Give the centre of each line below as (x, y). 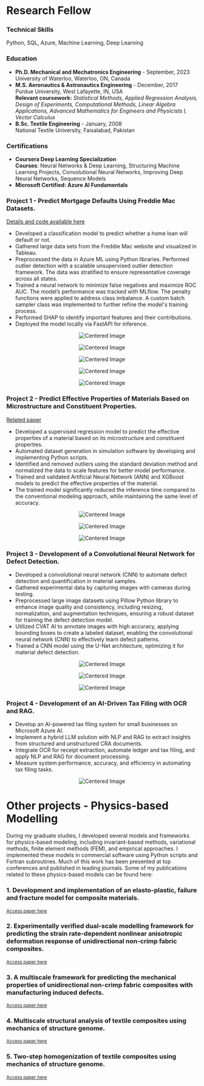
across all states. (36, 279)
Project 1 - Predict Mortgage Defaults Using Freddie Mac (91, 201)
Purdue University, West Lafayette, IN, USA (69, 91)
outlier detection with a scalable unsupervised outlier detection (94, 266)
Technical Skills (30, 30)
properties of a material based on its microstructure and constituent (100, 438)
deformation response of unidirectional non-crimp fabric (92, 941)
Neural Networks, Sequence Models (60, 179)
